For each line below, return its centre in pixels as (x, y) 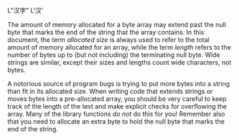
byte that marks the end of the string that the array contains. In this (106, 32)
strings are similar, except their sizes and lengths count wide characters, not (119, 62)
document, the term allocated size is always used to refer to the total (108, 40)
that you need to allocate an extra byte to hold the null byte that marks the (116, 122)
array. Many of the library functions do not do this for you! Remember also (116, 114)
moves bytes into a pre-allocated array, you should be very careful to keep (117, 99)
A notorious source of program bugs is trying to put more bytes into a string (119, 84)
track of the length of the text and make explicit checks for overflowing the (117, 106)
